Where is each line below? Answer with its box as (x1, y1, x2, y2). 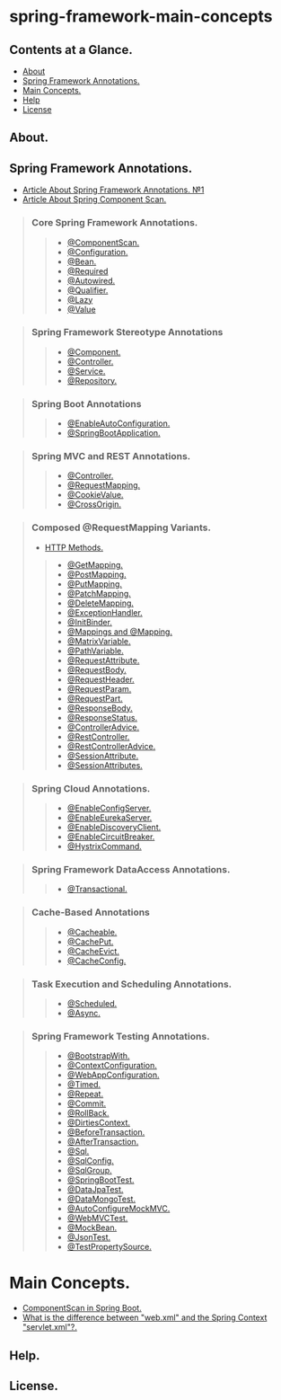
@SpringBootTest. (66, 1174, 135, 1185)
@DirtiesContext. (66, 1117, 131, 1129)
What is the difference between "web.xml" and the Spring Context (22, 1312, 268, 1323)
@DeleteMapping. (66, 598, 135, 608)
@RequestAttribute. (66, 654, 140, 666)
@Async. (66, 1007, 101, 1018)
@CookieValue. (66, 490, 124, 501)
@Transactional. (66, 883, 127, 895)
